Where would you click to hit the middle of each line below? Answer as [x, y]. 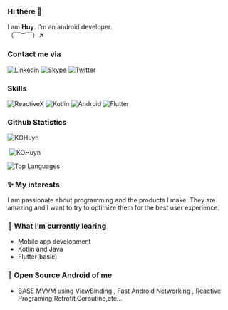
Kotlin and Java [40, 249]
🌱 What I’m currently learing [57, 226]
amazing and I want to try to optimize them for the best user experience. [113, 208]
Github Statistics [37, 122]
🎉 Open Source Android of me [60, 275]
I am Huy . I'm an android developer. [60, 27]
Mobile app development [54, 242]
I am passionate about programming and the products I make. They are [112, 200]
